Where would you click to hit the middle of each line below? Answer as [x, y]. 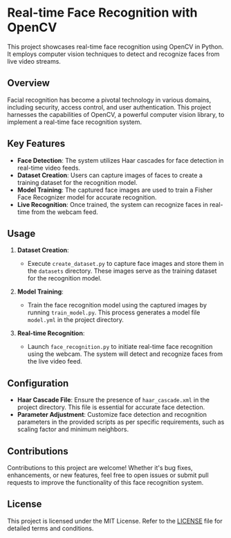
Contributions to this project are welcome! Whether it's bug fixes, [100, 468]
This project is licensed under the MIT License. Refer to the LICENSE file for [115, 521]
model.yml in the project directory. [76, 320]
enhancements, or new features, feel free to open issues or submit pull [108, 475]
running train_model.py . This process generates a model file [114, 312]
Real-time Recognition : [51, 333]
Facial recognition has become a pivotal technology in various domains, [109, 100]
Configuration [38, 383]
